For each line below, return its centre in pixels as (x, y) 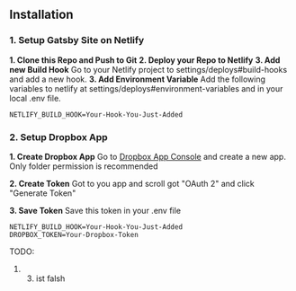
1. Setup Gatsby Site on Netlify (77, 40)
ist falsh (50, 278)
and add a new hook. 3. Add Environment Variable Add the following (138, 79)
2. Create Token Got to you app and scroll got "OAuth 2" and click (132, 183)
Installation (41, 15)
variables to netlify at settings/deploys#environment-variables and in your (146, 88)
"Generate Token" (43, 193)
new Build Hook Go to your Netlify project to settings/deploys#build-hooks (148, 69)
